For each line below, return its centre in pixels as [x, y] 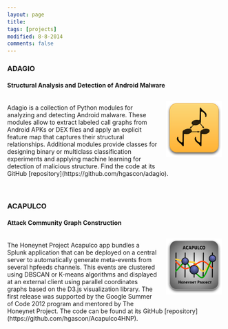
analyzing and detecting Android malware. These [77, 115]
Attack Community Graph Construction [64, 222]
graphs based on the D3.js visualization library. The [80, 289]
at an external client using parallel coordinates [73, 282]
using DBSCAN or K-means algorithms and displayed [82, 275]
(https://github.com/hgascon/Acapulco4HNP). [73, 319]
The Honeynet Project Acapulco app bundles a [73, 246]
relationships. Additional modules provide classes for [82, 144]
